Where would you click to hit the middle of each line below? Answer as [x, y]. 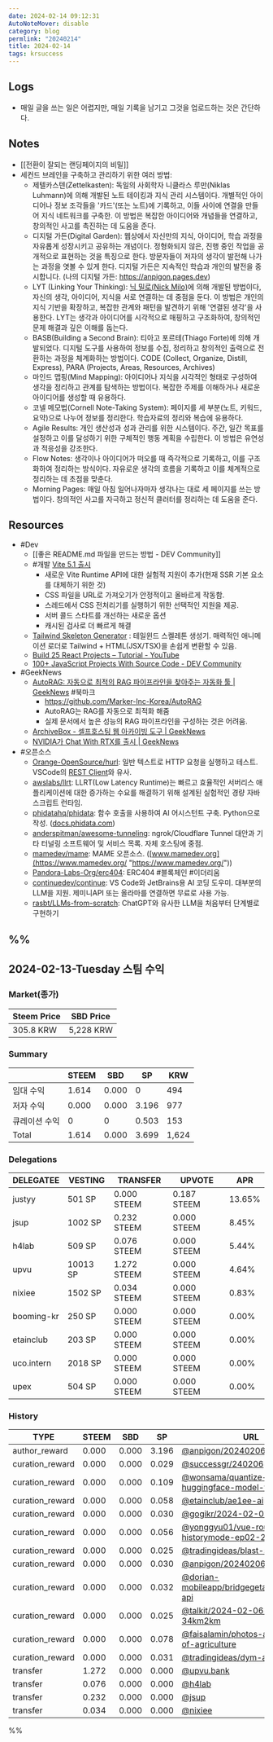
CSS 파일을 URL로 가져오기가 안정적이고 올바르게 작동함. [134, 595]
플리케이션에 [52, 793]
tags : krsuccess [36, 54]
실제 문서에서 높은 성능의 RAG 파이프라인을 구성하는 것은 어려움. [146, 721]
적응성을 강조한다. [69, 448]
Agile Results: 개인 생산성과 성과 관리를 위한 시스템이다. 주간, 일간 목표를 [148, 428]
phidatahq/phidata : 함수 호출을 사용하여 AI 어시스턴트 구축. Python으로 [146, 813]
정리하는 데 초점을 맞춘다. [73, 478]
